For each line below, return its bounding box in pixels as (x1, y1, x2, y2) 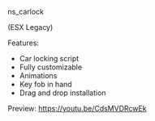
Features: (7, 38, 40, 48)
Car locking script (19, 54, 80, 63)
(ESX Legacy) (7, 23, 54, 31)
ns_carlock (7, 7, 44, 16)
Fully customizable (19, 62, 83, 72)
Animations (19, 71, 58, 80)
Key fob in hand (19, 80, 72, 89)
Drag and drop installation (19, 88, 106, 98)
